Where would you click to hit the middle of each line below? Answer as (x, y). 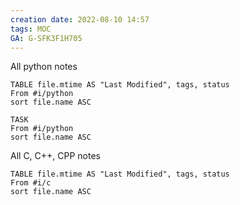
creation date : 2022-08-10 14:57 (80, 19)
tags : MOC (31, 29)
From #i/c (31, 183)
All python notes (44, 67)
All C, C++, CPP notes (56, 156)
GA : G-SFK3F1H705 (46, 38)
